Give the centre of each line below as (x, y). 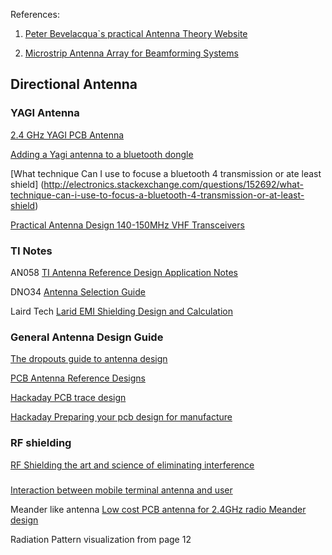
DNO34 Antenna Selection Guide (78, 291)
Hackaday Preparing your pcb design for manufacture (121, 417)
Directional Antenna (74, 84)
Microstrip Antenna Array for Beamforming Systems (131, 53)
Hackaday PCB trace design (68, 398)
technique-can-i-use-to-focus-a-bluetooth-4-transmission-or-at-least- (157, 195)
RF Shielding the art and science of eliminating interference (132, 465)
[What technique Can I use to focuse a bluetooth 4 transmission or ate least (166, 173)
